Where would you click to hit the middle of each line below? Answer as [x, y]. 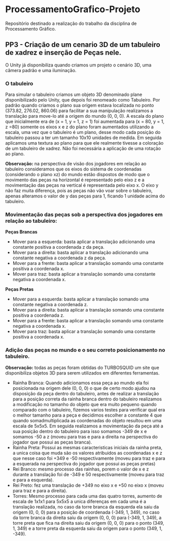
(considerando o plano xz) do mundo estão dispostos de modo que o [78, 175]
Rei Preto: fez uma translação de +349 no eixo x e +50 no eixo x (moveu [88, 485]
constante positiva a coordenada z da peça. [59, 247]
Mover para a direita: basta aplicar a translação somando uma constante [88, 310]
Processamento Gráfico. [31, 28]
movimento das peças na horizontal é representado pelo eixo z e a [75, 180]
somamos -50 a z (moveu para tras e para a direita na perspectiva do [85, 436]
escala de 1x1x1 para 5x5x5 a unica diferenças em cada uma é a [79, 501]
